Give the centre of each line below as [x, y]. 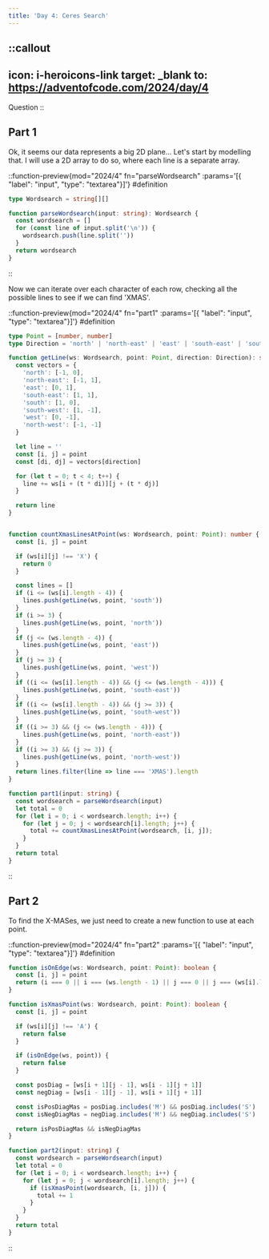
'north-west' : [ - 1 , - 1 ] [62, 425]
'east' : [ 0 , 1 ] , [50, 388]
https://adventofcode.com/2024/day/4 [109, 88]
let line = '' [39, 447]
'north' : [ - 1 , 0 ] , [53, 373]
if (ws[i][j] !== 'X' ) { [57, 556]
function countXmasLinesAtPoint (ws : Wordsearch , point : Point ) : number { [134, 535]
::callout [29, 48]
